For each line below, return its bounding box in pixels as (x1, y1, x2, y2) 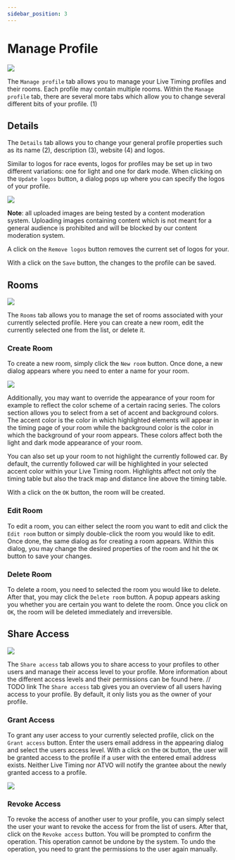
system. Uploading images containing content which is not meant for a (7, 216, 212, 225)
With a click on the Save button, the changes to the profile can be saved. (7, 258, 217, 267)
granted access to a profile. (7, 769, 87, 777)
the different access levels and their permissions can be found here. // (7, 675, 211, 683)
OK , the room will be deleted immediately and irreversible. (7, 608, 173, 616)
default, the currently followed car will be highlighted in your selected (7, 460, 209, 468)
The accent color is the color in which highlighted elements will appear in (7, 416, 220, 424)
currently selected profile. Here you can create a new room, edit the (7, 318, 204, 327)
